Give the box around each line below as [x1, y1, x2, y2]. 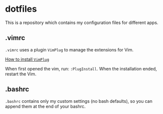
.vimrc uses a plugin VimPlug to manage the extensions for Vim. [5, 46, 134, 52]
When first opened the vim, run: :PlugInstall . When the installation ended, [5, 66, 157, 71]
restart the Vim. [5, 71, 37, 77]
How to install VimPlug [5, 56, 50, 62]
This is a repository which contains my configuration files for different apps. [5, 20, 159, 25]
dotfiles [5, 3, 37, 15]
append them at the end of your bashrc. [5, 103, 86, 109]
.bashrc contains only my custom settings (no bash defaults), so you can [5, 98, 153, 104]
